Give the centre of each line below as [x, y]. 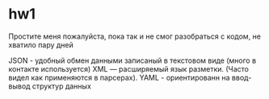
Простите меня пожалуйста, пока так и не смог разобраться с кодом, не [134, 36]
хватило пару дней [41, 44]
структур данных [61, 86]
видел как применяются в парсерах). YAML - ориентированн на [119, 77]
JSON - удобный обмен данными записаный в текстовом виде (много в [132, 60]
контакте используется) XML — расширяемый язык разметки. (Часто [128, 68]
